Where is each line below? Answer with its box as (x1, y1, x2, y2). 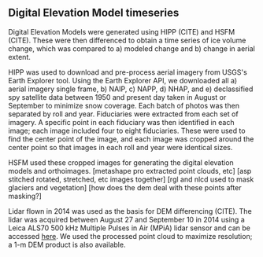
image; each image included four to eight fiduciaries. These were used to (8, 126, 246, 135)
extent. (8, 52, 31, 61)
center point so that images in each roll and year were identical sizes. (8, 142, 233, 152)
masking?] (8, 191, 42, 200)
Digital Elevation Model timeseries (8, 6, 180, 20)
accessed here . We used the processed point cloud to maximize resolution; (8, 231, 253, 240)
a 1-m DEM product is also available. (8, 240, 126, 249)
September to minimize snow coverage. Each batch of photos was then (8, 101, 240, 110)
